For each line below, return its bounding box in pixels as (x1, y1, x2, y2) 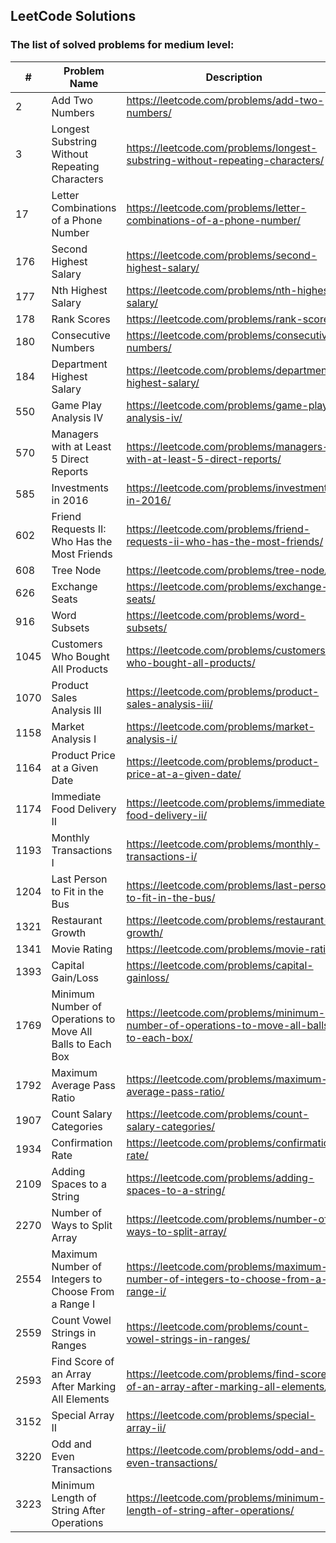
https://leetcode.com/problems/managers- (126, 439, 330, 453)
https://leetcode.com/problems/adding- (126, 1170, 315, 1184)
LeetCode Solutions (10, 8, 137, 25)
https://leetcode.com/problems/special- (126, 1408, 316, 1422)
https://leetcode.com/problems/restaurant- (126, 913, 331, 927)
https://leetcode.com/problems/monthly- (126, 837, 321, 851)
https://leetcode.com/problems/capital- (126, 958, 314, 972)
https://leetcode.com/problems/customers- (126, 643, 333, 657)
